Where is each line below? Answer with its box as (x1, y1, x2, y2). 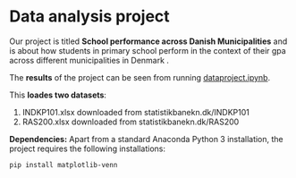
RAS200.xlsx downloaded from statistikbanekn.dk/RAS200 (21, 116, 240, 127)
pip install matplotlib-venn (9, 160, 118, 169)
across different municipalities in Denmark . (9, 55, 170, 65)
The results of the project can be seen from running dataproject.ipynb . (9, 72, 271, 82)
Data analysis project (9, 6, 170, 27)
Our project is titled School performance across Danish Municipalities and (9, 36, 288, 47)
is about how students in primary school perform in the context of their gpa (9, 45, 286, 55)
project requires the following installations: (9, 143, 165, 154)
